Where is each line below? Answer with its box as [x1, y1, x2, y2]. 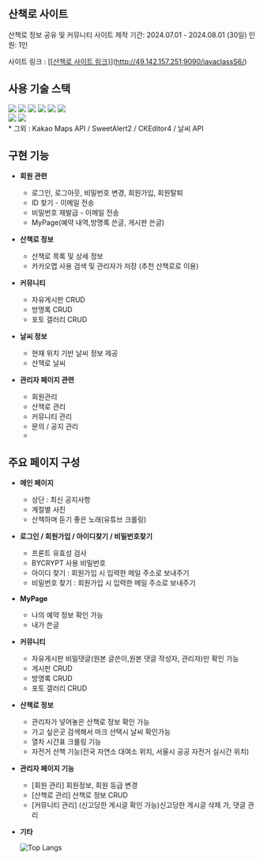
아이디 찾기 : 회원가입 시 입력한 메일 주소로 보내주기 [31, 569, 190, 578]
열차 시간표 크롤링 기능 [31, 737, 102, 747]
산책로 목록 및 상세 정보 [31, 252, 104, 261]
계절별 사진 [31, 505, 66, 515]
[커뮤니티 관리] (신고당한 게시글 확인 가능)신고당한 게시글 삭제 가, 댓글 [31, 801, 246, 810]
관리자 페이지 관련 [19, 375, 75, 385]
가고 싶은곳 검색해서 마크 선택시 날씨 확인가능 [31, 727, 171, 736]
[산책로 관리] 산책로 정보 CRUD [31, 790, 129, 800]
